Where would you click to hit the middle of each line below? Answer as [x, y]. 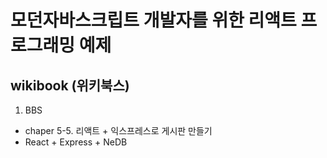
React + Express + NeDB [76, 142]
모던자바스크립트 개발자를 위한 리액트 [153, 20]
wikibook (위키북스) [70, 85]
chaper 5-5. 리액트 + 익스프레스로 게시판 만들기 [118, 130]
